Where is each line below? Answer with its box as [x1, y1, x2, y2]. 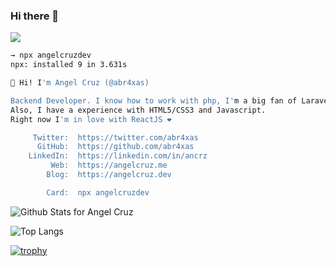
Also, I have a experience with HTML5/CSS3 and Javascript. [10, 105, 267, 115]
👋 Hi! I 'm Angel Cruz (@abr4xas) [10, 78, 150, 88]
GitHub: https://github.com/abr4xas [36, 142, 195, 152]
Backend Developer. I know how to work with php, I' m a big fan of [10, 95, 298, 106]
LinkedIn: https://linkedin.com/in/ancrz [28, 151, 208, 161]
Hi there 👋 [10, 9, 60, 23]
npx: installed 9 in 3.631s [10, 60, 128, 70]
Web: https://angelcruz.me [50, 160, 168, 171]
